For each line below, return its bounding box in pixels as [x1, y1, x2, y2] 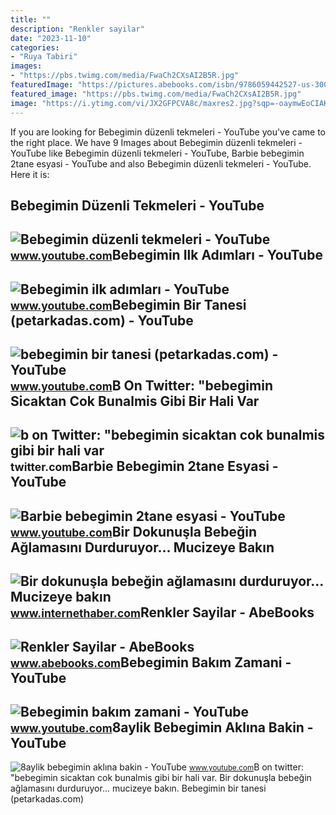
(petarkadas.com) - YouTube [10, 312, 194, 329]
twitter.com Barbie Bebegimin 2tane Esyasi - [10, 458, 279, 475]
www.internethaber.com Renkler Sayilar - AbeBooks [10, 604, 315, 621]
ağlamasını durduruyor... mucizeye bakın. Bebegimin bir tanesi [10, 782, 267, 795]
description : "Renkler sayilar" [10, 24, 145, 34]
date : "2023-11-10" [10, 33, 92, 43]
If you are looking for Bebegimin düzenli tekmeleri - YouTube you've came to [10, 126, 327, 138]
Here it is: [10, 168, 50, 180]
